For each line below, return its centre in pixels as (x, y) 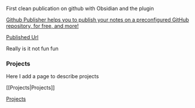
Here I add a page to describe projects (53, 76)
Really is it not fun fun (32, 48)
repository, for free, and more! (42, 26)
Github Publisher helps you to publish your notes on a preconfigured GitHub (97, 20)
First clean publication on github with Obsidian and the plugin (80, 8)
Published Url (23, 37)
